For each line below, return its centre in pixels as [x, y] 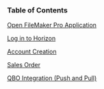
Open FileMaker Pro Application [52, 25]
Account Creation [32, 52]
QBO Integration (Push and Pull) [52, 78]
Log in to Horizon [31, 38]
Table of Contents [38, 10]
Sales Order [24, 65]
